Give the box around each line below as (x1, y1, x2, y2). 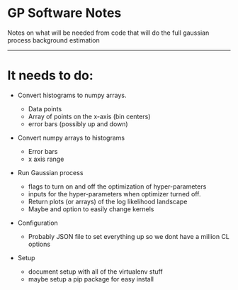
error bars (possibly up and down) (28, 119, 129, 128)
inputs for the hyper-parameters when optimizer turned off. (28, 189, 201, 198)
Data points (28, 104, 62, 113)
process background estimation (7, 35, 101, 44)
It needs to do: (7, 67, 93, 84)
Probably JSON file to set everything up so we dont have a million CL (28, 232, 230, 240)
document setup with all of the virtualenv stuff (28, 267, 163, 276)
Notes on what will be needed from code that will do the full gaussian (7, 28, 210, 37)
